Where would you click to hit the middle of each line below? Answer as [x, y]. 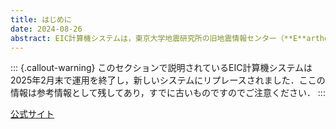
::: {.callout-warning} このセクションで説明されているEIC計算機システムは [161, 68]
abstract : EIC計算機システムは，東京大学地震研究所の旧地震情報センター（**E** [158, 38]
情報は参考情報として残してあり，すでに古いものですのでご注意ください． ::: [168, 93]
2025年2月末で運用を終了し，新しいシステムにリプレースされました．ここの [168, 80]
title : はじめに [41, 19]
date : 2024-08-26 [46, 29]
